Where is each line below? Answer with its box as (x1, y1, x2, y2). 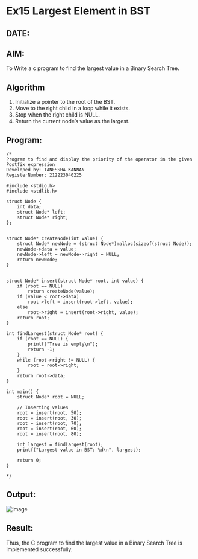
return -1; (28, 347, 55, 353)
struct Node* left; (17, 209, 66, 216)
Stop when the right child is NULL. (14, 111, 101, 118)
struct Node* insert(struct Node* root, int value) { (6, 278, 144, 284)
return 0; (17, 458, 42, 464)
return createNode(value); (28, 289, 96, 295)
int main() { (6, 389, 39, 395)
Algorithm (6, 82, 45, 92)
